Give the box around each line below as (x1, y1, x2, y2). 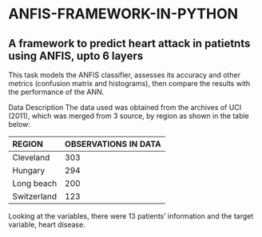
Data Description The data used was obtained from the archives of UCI (8, 103, 242, 112)
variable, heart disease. (8, 220, 85, 229)
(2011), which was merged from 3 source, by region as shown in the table (8, 111, 250, 120)
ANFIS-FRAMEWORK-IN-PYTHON (8, 5, 238, 23)
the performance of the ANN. (8, 87, 105, 97)
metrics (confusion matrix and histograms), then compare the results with (8, 79, 251, 88)
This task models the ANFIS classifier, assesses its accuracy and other (8, 70, 241, 80)
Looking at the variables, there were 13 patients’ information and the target (8, 211, 254, 220)
